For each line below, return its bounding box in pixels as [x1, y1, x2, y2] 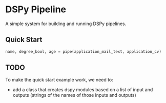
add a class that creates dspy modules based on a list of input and [12, 87, 153, 93]
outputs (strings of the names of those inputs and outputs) [12, 92, 137, 98]
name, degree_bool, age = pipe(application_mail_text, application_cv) [5, 49, 161, 54]
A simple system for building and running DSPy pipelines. [5, 20, 127, 27]
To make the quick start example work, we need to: [5, 77, 114, 83]
